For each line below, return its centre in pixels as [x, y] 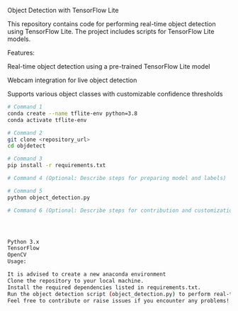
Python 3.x [23, 242]
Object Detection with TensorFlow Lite [63, 10]
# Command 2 [25, 133]
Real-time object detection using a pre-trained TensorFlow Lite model [109, 66]
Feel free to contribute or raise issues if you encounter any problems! [119, 300]
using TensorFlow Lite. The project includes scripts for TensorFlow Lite [111, 32]
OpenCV [17, 255]
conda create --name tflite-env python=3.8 [73, 113]
